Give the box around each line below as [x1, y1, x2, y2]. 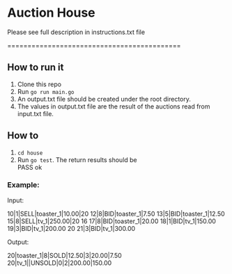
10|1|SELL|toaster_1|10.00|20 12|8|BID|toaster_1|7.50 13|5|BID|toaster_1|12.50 [7, 209, 225, 218]
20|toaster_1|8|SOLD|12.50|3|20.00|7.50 [7, 251, 122, 259]
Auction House [7, 5, 95, 21]
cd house [17, 150, 43, 156]
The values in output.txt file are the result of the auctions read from [17, 102, 210, 111]
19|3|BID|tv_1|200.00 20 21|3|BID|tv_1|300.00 [7, 224, 136, 232]
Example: [7, 180, 40, 190]
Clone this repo [17, 80, 61, 88]
